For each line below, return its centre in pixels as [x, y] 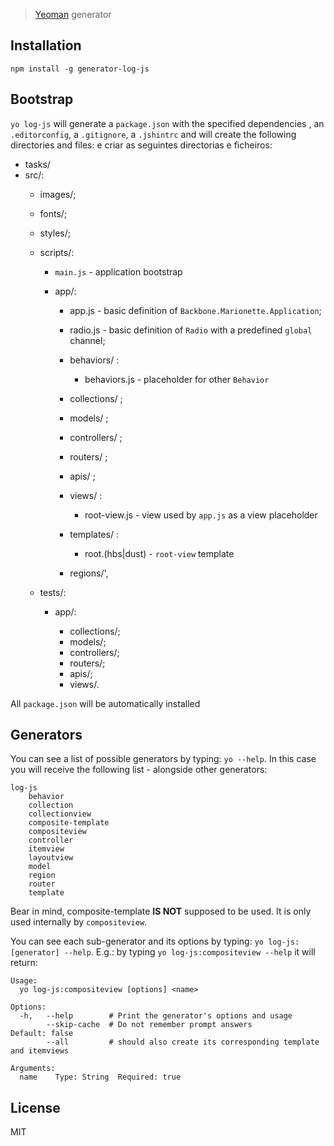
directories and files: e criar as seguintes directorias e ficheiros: [141, 145]
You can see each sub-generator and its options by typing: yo [137, 941]
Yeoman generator [73, 14]
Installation [46, 45]
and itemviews [40, 1051]
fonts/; [53, 213]
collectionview [60, 814]
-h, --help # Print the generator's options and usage [156, 1016]
